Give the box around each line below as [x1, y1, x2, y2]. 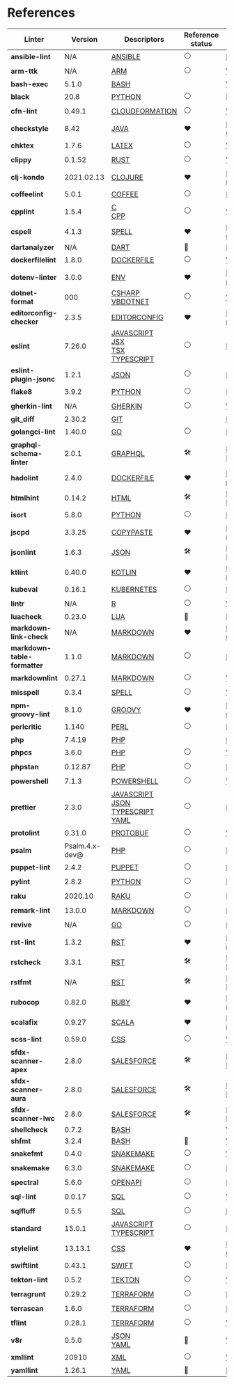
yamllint [10, 1365, 38, 1375]
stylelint [10, 1243, 39, 1253]
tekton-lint [10, 1275, 48, 1285]
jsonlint [10, 547, 36, 557]
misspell [10, 688, 40, 698]
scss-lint [10, 1035, 42, 1044]
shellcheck [10, 1124, 48, 1134]
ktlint [10, 567, 29, 577]
